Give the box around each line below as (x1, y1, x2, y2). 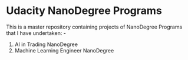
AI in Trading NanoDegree (14, 41, 78, 48)
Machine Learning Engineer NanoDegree (14, 47, 114, 54)
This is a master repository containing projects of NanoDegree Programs (6, 23, 183, 30)
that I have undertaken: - (6, 29, 67, 36)
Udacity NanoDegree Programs (6, 4, 162, 17)
